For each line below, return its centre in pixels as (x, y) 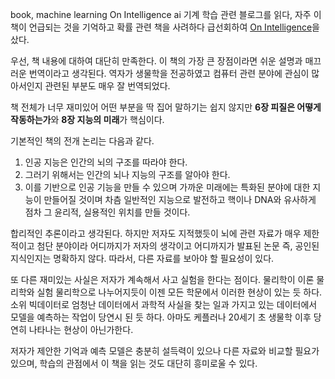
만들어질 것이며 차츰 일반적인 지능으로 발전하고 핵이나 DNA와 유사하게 (180, 199)
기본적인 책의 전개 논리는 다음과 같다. (82, 141)
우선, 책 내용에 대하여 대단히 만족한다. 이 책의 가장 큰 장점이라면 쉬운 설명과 (156, 61)
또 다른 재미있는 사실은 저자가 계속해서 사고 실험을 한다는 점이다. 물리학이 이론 (162, 279)
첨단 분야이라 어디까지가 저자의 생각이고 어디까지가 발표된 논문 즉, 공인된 (178, 246)
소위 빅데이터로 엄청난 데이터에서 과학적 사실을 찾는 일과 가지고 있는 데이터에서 (164, 304)
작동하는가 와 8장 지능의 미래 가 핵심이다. (87, 119)
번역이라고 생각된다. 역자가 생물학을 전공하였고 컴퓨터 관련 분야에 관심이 (169, 73)
